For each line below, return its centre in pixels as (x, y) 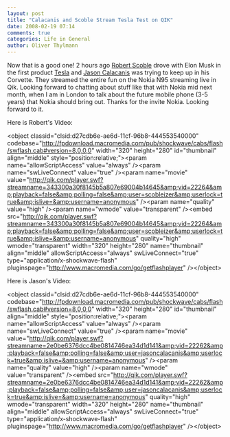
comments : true (29, 33)
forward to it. (25, 109)
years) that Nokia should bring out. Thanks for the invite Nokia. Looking (108, 102)
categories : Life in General (49, 39)
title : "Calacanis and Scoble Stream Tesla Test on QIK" (90, 20)
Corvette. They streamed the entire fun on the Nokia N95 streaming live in (112, 80)
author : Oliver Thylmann (43, 45)
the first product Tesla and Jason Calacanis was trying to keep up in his (108, 72)
